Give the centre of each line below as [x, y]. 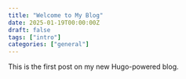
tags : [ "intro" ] [35, 37]
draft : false [29, 30]
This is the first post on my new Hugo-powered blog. [93, 66]
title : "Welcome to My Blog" [56, 15]
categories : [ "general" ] [49, 45]
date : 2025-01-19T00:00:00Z [54, 23]
